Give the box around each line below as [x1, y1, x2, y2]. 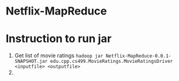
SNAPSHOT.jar [14, 59, 48, 65]
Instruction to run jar [5, 32, 112, 46]
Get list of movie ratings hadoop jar [14, 52, 104, 59]
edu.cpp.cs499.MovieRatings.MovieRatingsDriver [50, 59, 174, 65]
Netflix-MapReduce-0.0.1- [105, 53, 172, 59]
